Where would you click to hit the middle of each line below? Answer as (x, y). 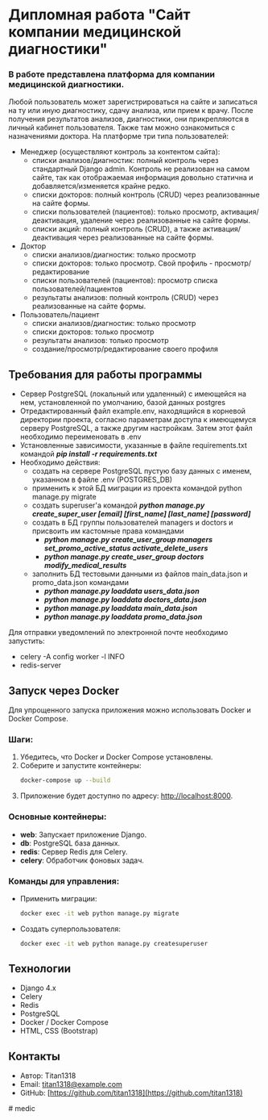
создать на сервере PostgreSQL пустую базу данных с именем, (142, 471)
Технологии (39, 969)
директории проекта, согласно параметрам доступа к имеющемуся (138, 420)
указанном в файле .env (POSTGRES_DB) (102, 480)
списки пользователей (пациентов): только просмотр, (126, 212)
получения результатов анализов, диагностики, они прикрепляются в (129, 119)
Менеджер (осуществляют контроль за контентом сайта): (120, 152)
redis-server (41, 665)
